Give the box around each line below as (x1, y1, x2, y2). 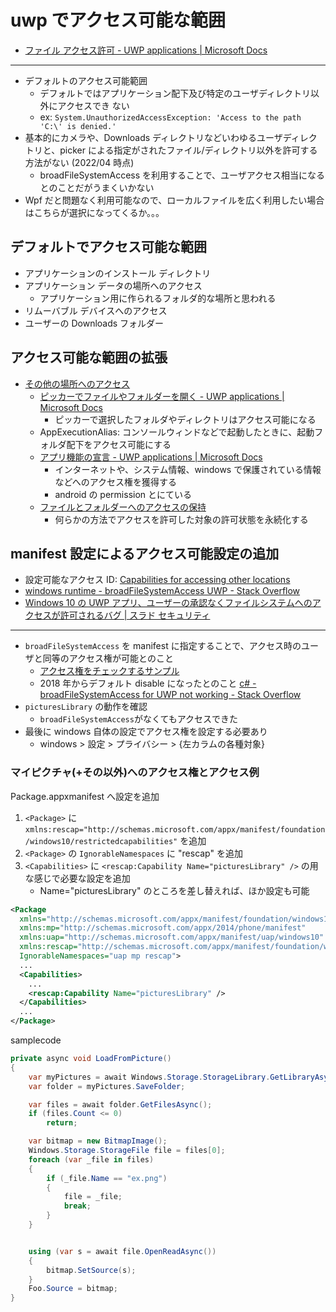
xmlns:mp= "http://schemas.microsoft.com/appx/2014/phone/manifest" (19, 923, 307, 933)
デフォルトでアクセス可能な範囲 (10, 239, 207, 256)
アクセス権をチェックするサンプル (39, 665, 180, 677)
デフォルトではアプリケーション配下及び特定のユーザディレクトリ (39, 87, 312, 99)
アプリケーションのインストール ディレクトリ (24, 267, 212, 279)
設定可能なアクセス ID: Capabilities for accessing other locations (24, 574, 291, 586)
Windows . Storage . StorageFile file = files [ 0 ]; (28, 1146, 226, 1156)
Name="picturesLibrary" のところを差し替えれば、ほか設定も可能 (39, 884, 310, 896)
